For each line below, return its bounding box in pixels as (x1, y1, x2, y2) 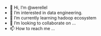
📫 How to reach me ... (9, 26, 55, 31)
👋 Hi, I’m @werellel (9, 5, 48, 10)
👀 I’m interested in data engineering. (9, 10, 83, 16)
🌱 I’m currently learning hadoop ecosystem (9, 15, 97, 20)
